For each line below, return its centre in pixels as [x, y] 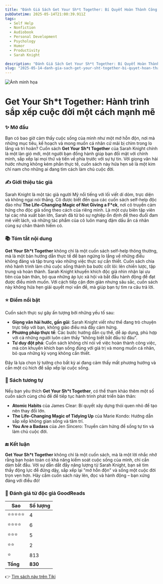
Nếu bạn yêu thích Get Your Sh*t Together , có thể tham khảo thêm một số [80, 391]
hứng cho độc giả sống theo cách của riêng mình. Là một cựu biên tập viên [80, 210]
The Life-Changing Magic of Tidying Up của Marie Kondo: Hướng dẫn [83, 416]
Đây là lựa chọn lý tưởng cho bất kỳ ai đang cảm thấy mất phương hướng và [81, 362]
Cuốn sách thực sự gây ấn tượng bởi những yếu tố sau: [60, 312]
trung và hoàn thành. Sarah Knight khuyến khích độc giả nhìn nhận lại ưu [78, 272]
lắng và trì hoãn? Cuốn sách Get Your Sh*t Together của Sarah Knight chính [81, 148]
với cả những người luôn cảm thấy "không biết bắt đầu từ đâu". [74, 337]
